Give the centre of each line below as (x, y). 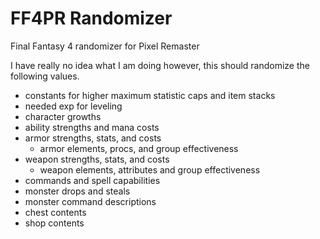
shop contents (54, 223)
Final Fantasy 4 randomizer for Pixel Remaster (105, 46)
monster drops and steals (77, 191)
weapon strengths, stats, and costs (97, 159)
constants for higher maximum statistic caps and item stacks (150, 95)
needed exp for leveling (73, 106)
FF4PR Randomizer (91, 18)
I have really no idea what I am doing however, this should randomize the (160, 65)
